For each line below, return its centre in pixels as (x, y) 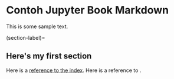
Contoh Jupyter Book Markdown (88, 10)
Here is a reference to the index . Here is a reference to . (74, 70)
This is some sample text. (37, 26)
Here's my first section (49, 56)
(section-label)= (26, 37)
